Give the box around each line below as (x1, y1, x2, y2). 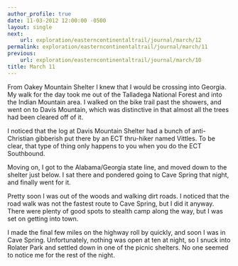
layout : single (7, 23, 53, 31)
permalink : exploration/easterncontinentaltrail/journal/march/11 (7, 43, 208, 50)
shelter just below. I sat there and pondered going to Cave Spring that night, (7, 170, 229, 179)
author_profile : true (7, 10, 72, 18)
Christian (7, 134, 34, 143)
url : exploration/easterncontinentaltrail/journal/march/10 (20, 57, 202, 64)
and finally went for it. (7, 178, 71, 187)
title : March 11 (7, 63, 55, 70)
